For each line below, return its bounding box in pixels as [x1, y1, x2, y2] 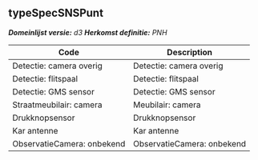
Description [167, 46, 213, 58]
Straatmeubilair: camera [12, 99, 103, 110]
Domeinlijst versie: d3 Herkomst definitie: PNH [8, 27, 167, 37]
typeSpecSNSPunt [8, 6, 104, 20]
